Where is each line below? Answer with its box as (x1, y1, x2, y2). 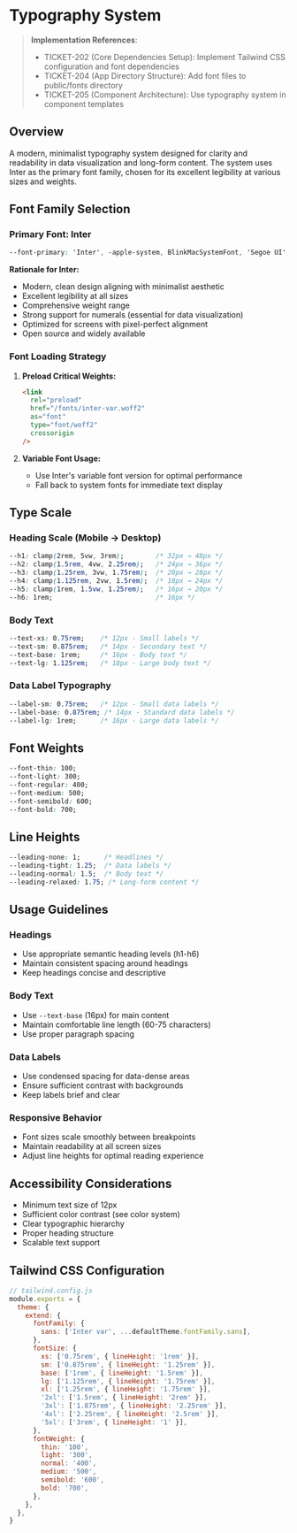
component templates (43, 98, 125, 109)
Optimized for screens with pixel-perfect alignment (21, 319, 208, 330)
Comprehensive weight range (21, 300, 130, 310)
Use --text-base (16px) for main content (21, 1009, 170, 1020)
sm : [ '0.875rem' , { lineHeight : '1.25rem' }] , (41, 1360, 216, 1369)
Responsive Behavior (9, 1111, 103, 1123)
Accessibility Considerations (9, 1176, 172, 1191)
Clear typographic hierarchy (21, 1218, 126, 1230)
